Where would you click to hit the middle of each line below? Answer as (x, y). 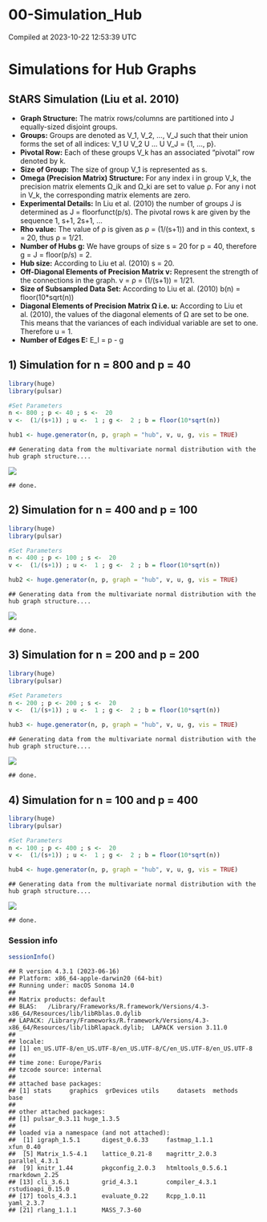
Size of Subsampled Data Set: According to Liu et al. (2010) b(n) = (130, 288)
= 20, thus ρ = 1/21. (52, 237)
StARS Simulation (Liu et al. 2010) (94, 99)
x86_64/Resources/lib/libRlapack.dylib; (77, 1028)
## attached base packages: (55, 1084)
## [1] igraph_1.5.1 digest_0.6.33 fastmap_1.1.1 (111, 1140)
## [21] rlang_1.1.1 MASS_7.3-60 (75, 1210)
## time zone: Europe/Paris (55, 1063)
